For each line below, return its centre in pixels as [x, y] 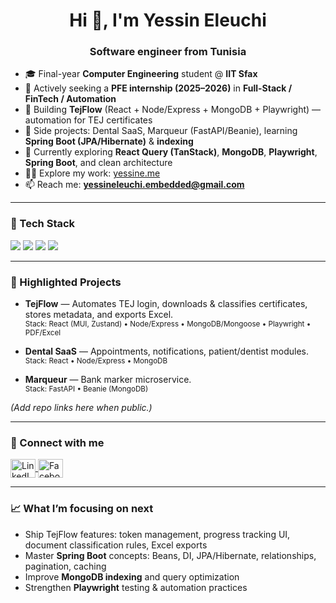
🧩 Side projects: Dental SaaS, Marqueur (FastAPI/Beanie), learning [161, 131]
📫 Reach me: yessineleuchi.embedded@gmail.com [134, 185]
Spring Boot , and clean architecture [98, 163]
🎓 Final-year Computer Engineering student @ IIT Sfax [141, 74]
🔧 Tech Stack [43, 224]
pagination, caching [65, 566]
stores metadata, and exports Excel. [99, 315]
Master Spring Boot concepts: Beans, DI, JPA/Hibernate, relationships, [170, 555]
